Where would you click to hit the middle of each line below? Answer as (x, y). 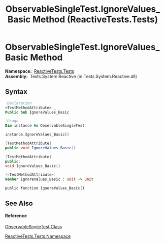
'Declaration (18, 103)
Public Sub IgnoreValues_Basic (37, 112)
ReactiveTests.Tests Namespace (38, 236)
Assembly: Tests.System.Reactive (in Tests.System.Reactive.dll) (71, 76)
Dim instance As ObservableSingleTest (45, 126)
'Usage (12, 121)
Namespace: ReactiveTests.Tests (40, 71)
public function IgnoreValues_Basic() (45, 188)
